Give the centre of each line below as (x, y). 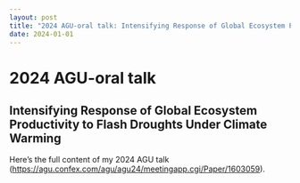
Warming (35, 138)
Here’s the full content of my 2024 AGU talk (89, 160)
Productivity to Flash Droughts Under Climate (138, 124)
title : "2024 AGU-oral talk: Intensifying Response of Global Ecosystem (147, 26)
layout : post (33, 17)
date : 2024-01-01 (42, 34)
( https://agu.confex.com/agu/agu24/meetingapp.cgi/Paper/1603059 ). (137, 169)
